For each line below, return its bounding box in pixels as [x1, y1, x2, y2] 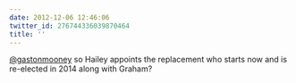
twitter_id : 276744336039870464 [9, 21, 130, 30]
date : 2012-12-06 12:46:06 [9, 12, 110, 22]
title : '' [9, 29, 47, 38]
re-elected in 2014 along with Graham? [9, 63, 153, 74]
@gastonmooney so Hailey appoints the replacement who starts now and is [9, 54, 288, 65]
